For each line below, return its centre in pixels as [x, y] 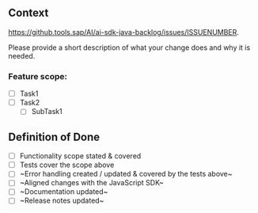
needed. [22, 55]
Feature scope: [38, 76]
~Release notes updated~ [62, 200]
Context [28, 13]
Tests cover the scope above [67, 165]
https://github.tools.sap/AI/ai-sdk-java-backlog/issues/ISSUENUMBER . [124, 32]
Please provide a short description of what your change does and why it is [129, 48]
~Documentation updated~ [64, 192]
